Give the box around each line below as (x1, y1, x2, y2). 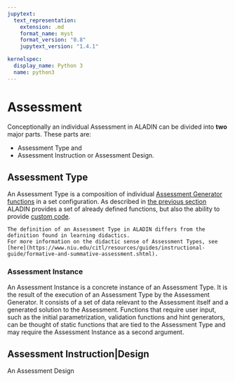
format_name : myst (20, 30, 74, 37)
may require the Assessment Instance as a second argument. (7, 328, 184, 336)
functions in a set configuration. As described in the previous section (7, 198, 207, 206)
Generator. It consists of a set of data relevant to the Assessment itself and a (7, 298, 229, 306)
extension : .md (20, 23, 65, 30)
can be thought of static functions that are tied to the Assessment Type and (7, 320, 226, 329)
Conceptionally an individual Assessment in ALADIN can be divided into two (7, 122, 228, 131)
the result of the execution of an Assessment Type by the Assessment (7, 290, 210, 299)
